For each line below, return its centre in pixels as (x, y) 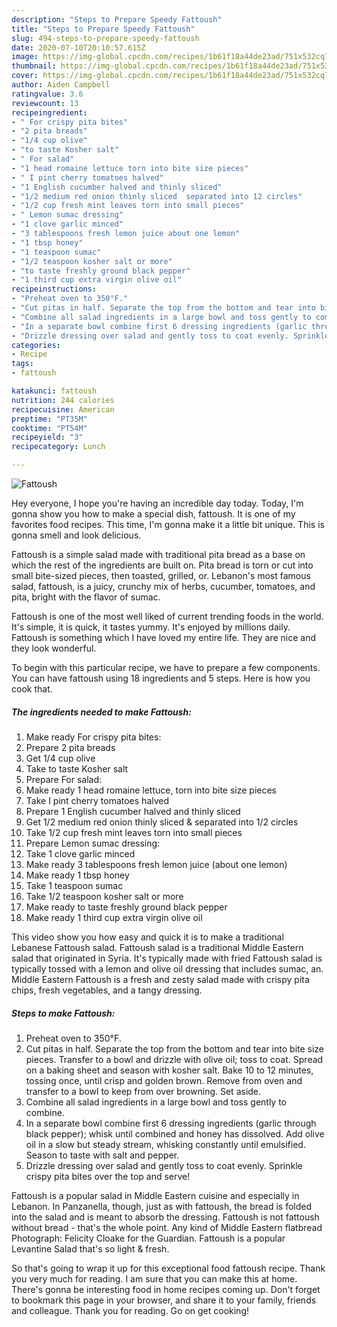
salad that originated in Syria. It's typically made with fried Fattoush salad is (167, 958)
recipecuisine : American (63, 409)
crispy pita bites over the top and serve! (108, 1176)
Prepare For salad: (64, 779)
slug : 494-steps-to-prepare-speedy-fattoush (105, 38)
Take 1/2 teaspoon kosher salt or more (104, 896)
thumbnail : (34, 66)
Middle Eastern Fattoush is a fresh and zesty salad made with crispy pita (160, 979)
